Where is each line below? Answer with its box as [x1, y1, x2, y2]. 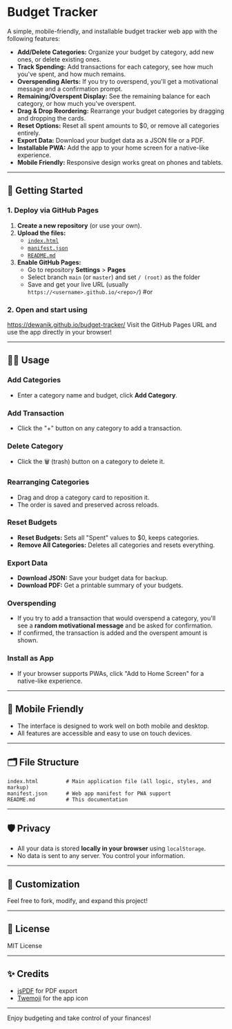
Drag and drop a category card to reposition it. [17, 493, 150, 501]
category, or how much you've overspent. [17, 99, 137, 107]
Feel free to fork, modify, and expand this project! [7, 896, 148, 904]
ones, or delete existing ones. [17, 55, 101, 63]
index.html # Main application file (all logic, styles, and [7, 778, 212, 785]
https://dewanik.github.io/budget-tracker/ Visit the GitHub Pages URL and [7, 320, 217, 329]
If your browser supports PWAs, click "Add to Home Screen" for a [17, 669, 204, 677]
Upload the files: [17, 229, 66, 237]
